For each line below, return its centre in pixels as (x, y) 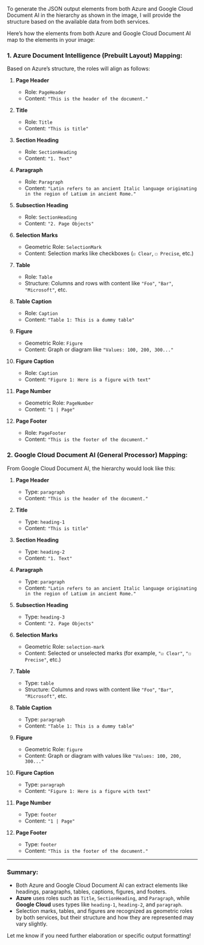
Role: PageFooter (45, 433)
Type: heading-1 (45, 522)
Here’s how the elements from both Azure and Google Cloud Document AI (99, 33)
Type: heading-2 (45, 551)
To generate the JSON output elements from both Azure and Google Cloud (100, 9)
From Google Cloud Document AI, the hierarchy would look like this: (91, 468)
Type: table (39, 683)
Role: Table (39, 277)
